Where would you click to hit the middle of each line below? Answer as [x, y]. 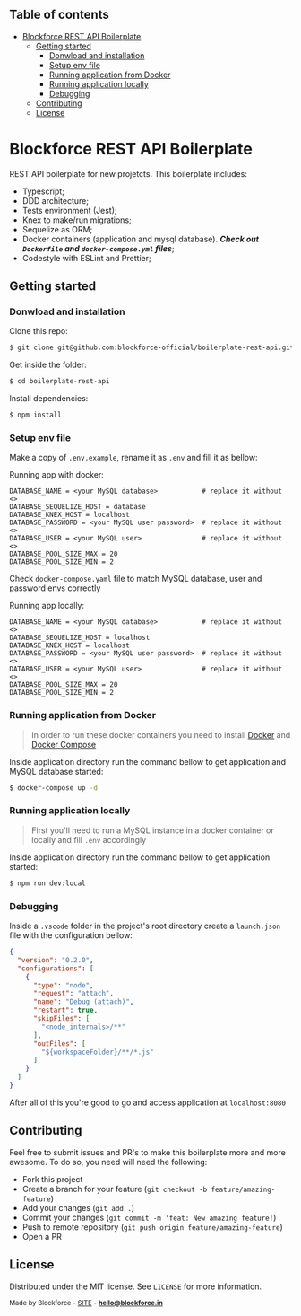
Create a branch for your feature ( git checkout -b [115, 1189]
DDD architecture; [56, 200]
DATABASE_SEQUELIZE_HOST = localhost [80, 638]
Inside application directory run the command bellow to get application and [148, 761]
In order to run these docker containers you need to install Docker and [161, 734]
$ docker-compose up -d [54, 788]
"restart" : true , [65, 1010]
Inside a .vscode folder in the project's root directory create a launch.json [145, 926]
